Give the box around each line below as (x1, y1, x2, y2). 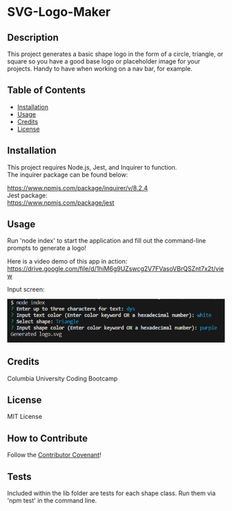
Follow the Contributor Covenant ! (7, 451, 101, 459)
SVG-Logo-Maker (7, 4, 111, 20)
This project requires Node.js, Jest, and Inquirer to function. (7, 163, 177, 171)
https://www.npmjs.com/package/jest (7, 198, 115, 207)
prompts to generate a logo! (7, 244, 86, 252)
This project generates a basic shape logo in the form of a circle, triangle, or (7, 50, 224, 58)
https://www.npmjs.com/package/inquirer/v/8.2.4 (7, 183, 148, 192)
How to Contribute (7, 432, 88, 444)
